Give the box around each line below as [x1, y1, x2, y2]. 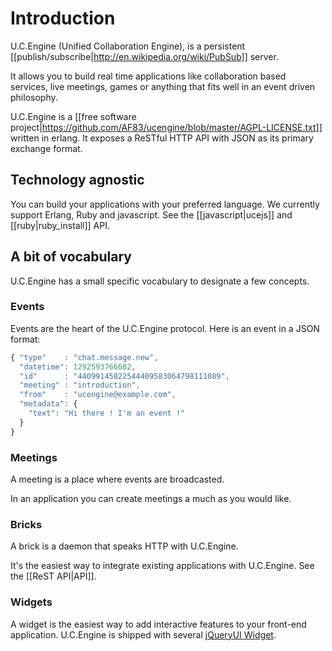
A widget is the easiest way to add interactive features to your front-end [10, 618, 307, 630]
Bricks [10, 517, 43, 531]
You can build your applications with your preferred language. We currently [10, 198, 320, 210]
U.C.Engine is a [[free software [10, 110, 137, 122]
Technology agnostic [10, 172, 145, 189]
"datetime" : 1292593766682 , [19, 362, 137, 372]
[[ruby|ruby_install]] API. [10, 219, 111, 231]
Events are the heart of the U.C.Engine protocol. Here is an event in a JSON [10, 322, 320, 334]
